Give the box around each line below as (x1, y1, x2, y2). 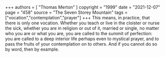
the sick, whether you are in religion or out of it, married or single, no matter (5, 25, 160, 31)
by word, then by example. (5, 47, 59, 52)
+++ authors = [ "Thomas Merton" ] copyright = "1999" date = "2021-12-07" (5, 4, 161, 10)
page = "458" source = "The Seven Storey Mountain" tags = (5, 9, 128, 15)
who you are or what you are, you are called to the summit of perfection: (5, 31, 153, 36)
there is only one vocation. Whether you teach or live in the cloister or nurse (5, 20, 160, 26)
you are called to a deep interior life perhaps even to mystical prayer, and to (5, 36, 159, 42)
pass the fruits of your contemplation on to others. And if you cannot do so (5, 41, 157, 47)
